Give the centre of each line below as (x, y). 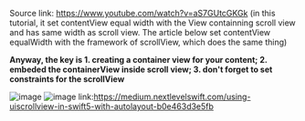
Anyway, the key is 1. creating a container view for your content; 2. (138, 60)
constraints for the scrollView (67, 79)
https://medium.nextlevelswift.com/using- (172, 96)
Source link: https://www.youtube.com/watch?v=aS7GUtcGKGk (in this (142, 13)
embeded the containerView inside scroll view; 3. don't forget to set (141, 69)
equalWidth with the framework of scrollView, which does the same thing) (148, 42)
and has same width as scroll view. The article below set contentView (140, 32)
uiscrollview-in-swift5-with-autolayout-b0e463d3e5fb (112, 106)
